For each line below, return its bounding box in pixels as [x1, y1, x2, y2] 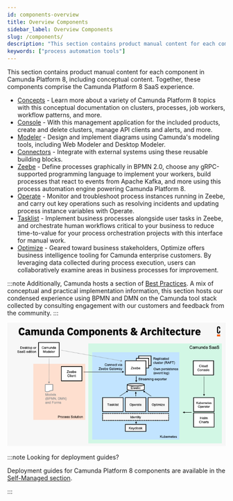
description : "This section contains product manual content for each [7, 40, 216, 48]
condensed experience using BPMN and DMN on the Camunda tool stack [7, 294, 217, 302]
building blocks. [17, 155, 63, 163]
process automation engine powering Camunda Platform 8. [17, 185, 186, 192]
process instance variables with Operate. [17, 207, 135, 215]
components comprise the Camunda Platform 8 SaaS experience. [7, 83, 195, 90]
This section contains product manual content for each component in [7, 68, 205, 76]
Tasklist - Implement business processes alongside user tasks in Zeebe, [17, 214, 223, 222]
